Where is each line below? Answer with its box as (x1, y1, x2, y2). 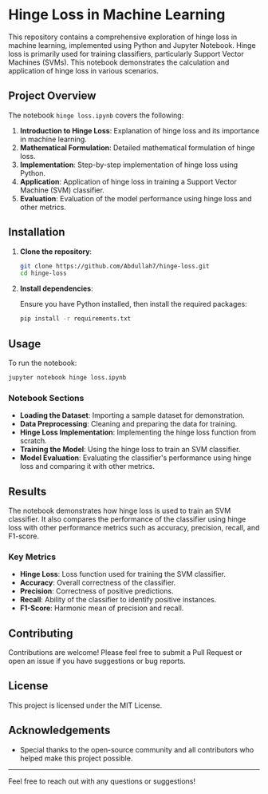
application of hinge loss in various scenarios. (8, 66, 160, 75)
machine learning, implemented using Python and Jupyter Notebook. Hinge (8, 40, 257, 50)
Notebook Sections (8, 392, 85, 403)
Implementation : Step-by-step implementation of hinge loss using (19, 160, 238, 169)
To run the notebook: (8, 358, 77, 367)
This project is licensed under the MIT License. (8, 701, 163, 710)
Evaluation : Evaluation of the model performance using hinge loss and (19, 193, 252, 203)
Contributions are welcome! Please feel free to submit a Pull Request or (8, 648, 242, 657)
